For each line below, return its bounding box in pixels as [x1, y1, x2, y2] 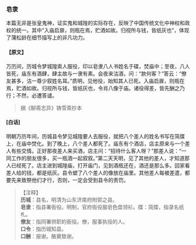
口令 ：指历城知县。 [20, 225, 67, 232]
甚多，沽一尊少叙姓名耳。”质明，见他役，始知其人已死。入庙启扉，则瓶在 [10, 77, 185, 84]
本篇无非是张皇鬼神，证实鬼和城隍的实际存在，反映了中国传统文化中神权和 [6, 19, 185, 27]
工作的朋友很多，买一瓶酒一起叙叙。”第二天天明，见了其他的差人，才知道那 [10, 155, 190, 162]
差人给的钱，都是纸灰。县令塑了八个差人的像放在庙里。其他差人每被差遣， [6, 169, 185, 176]
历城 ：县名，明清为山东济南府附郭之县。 [20, 196, 118, 203]
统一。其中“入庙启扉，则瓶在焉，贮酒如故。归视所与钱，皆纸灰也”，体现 [16, 27, 190, 34]
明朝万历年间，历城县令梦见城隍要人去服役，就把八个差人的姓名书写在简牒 [6, 132, 185, 139]
